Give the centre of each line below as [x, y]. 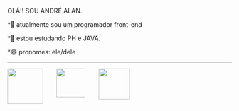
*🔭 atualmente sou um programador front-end [75, 24]
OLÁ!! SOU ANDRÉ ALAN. [45, 11]
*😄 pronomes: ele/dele [42, 52]
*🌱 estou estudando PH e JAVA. [54, 38]
